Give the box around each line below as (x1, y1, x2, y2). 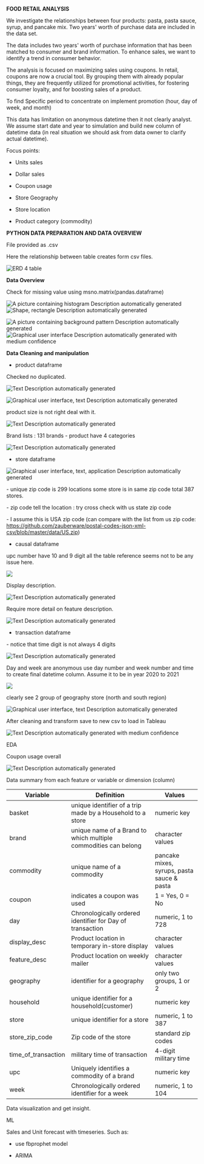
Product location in (70, 934, 125, 942)
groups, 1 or (154, 977, 190, 985)
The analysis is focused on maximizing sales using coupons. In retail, (6, 66, 179, 74)
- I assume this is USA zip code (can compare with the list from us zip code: (6, 516, 196, 522)
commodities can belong (70, 842, 141, 850)
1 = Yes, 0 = (154, 892, 189, 899)
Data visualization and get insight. (6, 1105, 91, 1112)
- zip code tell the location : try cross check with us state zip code (6, 504, 172, 511)
